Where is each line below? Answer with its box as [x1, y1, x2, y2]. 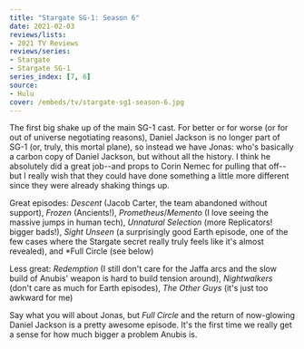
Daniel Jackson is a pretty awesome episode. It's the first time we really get [9, 319, 292, 331]
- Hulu [9, 89, 34, 98]
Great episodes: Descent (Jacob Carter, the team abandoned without [9, 198, 268, 208]
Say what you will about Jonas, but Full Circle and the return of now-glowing [9, 310, 296, 321]
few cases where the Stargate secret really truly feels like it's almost [9, 237, 265, 247]
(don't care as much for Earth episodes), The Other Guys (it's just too [9, 283, 269, 294]
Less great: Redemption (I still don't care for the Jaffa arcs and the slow [9, 264, 277, 275]
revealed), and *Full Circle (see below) [9, 246, 154, 257]
